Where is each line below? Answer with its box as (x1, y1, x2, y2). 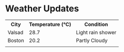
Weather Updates (5, 3, 79, 14)
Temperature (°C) (29, 21, 71, 28)
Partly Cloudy (76, 37, 108, 44)
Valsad (7, 29, 24, 36)
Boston (7, 37, 24, 44)
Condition (84, 21, 108, 28)
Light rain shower (76, 29, 117, 36)
